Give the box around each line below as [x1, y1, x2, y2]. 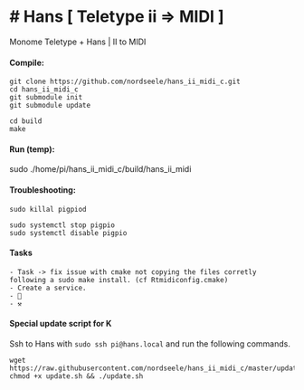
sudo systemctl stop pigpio [9, 220, 116, 230]
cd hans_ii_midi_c [9, 85, 79, 94]
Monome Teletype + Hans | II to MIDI [9, 36, 147, 47]
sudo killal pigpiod [9, 205, 88, 214]
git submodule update [9, 101, 91, 110]
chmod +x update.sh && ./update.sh [9, 371, 144, 381]
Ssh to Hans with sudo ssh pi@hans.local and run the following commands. [9, 338, 291, 349]
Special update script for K [9, 319, 112, 329]
